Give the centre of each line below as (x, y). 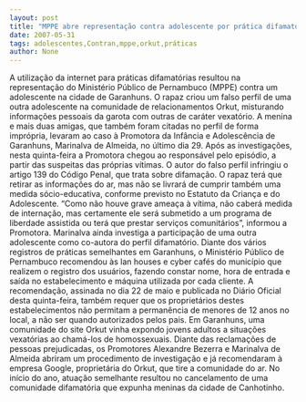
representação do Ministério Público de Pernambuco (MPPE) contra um (143, 88)
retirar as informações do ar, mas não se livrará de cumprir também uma (145, 184)
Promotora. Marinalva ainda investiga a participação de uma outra (133, 232)
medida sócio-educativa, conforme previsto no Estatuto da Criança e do (145, 194)
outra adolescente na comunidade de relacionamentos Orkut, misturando (147, 107)
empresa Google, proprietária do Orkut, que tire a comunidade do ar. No (145, 368)
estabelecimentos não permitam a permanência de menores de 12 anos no (149, 310)
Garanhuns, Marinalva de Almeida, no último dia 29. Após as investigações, (151, 146)
